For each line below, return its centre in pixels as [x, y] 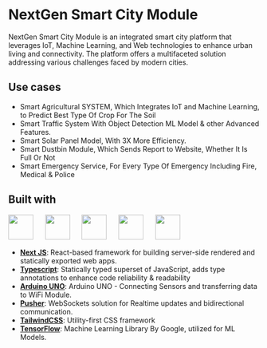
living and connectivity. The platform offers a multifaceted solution [117, 53]
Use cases [35, 87]
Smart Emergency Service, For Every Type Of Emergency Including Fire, [138, 166]
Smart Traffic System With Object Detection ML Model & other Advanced [139, 123]
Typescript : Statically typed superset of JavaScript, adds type [122, 269]
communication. [46, 311]
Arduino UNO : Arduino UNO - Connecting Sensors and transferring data [138, 286]
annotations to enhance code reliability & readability [105, 278]
